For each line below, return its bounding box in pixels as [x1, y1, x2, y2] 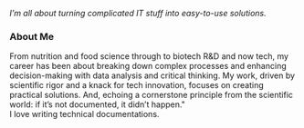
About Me [9, 30, 55, 43]
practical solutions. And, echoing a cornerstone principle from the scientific [9, 90, 294, 101]
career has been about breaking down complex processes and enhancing [9, 61, 287, 72]
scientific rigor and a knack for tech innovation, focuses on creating [9, 80, 265, 91]
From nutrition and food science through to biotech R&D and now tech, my [9, 51, 289, 62]
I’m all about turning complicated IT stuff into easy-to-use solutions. [9, 8, 267, 18]
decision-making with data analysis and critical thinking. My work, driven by [9, 70, 295, 81]
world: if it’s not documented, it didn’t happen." [9, 99, 185, 110]
